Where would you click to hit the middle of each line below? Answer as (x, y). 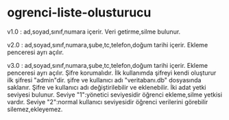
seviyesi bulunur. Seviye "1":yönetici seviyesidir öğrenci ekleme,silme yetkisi (115, 95)
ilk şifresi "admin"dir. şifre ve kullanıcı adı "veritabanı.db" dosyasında (104, 80)
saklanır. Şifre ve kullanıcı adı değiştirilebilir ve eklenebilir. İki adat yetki (107, 87)
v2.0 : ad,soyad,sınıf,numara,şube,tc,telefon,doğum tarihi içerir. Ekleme (108, 45)
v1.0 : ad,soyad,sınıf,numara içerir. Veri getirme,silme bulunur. (94, 32)
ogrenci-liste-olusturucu (79, 13)
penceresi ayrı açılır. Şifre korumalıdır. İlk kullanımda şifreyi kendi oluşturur (112, 73)
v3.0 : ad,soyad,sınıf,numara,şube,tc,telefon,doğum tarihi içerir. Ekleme (107, 65)
